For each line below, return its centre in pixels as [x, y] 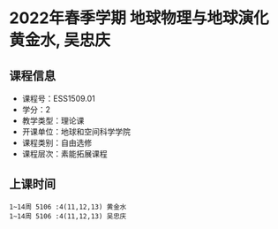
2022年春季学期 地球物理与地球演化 [139, 18]
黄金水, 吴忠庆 [60, 40]
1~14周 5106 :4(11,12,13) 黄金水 [68, 207]
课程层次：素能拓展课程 [64, 154]
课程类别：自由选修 [57, 143]
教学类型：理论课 [53, 121]
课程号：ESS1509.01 [58, 99]
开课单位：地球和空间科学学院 [76, 132]
